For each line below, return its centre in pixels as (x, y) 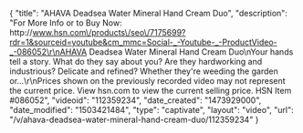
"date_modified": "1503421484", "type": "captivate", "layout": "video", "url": (151, 110)
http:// (21, 32)
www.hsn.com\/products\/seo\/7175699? (109, 32)
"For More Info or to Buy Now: (66, 23)
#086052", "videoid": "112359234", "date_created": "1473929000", (136, 100)
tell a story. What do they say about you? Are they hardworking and (136, 61)
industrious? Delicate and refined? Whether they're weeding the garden (144, 71)
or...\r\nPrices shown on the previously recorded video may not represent (147, 81)
